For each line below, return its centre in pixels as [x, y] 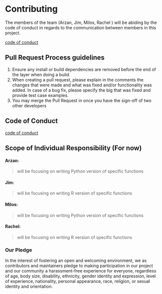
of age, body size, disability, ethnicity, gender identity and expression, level [81, 276]
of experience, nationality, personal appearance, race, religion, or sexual [78, 281]
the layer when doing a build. [41, 75]
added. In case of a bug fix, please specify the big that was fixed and [81, 90]
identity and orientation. [29, 287]
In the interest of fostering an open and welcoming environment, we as [76, 261]
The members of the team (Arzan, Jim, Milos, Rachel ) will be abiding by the [81, 22]
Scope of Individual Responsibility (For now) [73, 148]
